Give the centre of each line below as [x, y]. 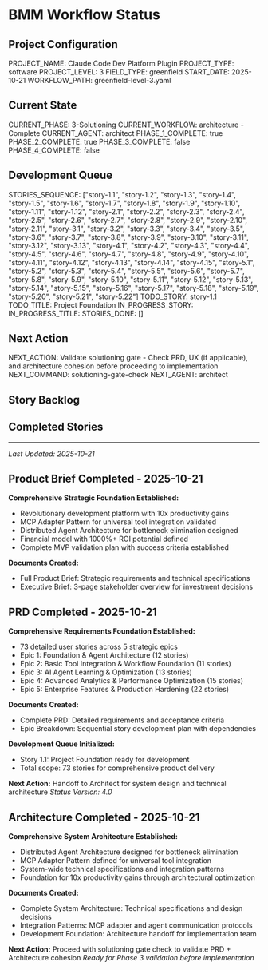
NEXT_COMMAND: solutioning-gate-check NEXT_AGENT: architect [118, 375]
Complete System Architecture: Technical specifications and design [131, 908]
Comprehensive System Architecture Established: [93, 837]
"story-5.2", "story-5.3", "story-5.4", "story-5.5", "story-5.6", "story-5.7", [126, 271]
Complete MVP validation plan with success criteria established [124, 547]
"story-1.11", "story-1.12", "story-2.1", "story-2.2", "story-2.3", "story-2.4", [126, 211]
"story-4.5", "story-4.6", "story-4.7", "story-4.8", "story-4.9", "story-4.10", [129, 254]
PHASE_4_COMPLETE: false [54, 150]
